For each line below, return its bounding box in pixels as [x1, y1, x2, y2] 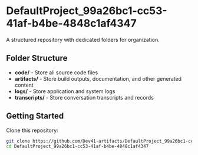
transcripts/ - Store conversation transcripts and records [14, 94, 154, 101]
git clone [6, 138, 31, 144]
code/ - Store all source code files [14, 69, 98, 76]
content [14, 81, 34, 88]
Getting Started [6, 111, 64, 121]
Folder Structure [6, 53, 68, 63]
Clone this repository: [6, 127, 59, 134]
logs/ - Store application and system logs [14, 87, 115, 95]
